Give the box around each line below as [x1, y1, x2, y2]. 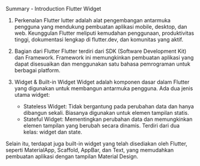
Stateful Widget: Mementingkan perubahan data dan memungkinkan [23, 115, 193, 123]
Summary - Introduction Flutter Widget [5, 5, 102, 12]
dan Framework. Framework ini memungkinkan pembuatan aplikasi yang [14, 54, 194, 61]
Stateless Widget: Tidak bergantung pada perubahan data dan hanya [23, 103, 195, 110]
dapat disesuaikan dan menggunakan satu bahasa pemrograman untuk [14, 60, 190, 67]
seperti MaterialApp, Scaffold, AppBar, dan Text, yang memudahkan [5, 147, 174, 153]
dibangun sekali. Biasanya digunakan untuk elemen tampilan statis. [23, 109, 190, 116]
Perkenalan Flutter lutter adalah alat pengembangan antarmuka [14, 17, 171, 23]
